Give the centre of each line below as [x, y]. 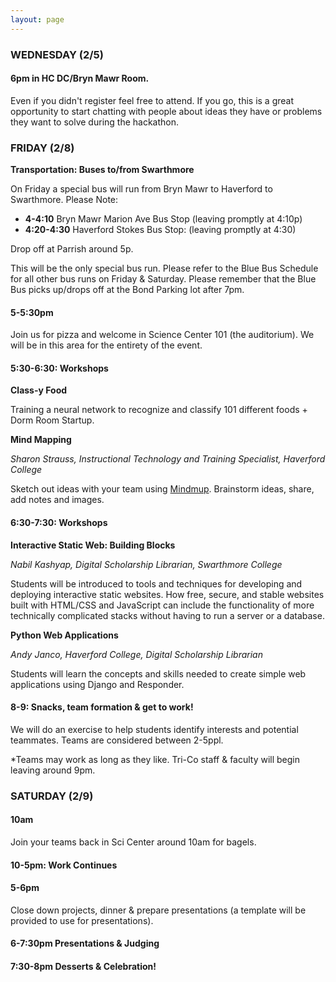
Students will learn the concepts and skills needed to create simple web [158, 673]
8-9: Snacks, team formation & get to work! [102, 707]
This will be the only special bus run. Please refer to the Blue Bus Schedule [164, 268]
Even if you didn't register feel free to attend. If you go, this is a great [152, 100]
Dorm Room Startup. [52, 420]
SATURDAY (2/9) [52, 796]
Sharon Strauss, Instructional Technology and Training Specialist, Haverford [168, 459]
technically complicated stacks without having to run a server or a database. [167, 615]
